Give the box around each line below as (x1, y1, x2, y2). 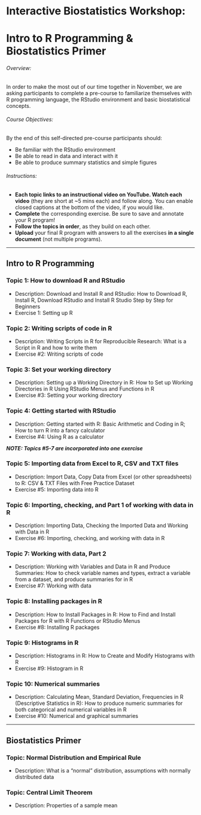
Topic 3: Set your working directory (6, 365, 112, 374)
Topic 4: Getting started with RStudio (6, 407, 117, 415)
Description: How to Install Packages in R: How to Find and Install (14, 611, 176, 618)
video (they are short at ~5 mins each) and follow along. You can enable (14, 197, 193, 204)
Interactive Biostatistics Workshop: (6, 4, 186, 18)
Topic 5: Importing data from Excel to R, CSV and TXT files (6, 459, 179, 468)
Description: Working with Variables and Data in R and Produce (14, 563, 170, 570)
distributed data (14, 774, 54, 781)
